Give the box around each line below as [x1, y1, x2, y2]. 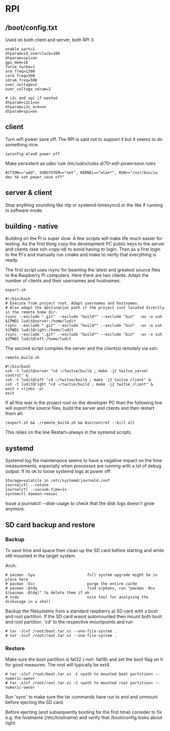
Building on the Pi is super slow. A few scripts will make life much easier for [5, 235, 162, 241]
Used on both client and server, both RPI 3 [5, 37, 94, 43]
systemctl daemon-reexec [5, 492, 58, 497]
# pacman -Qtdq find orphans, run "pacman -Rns [5, 586, 156, 591]
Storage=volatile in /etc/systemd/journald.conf [5, 478, 110, 483]
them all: [5, 410, 23, 417]
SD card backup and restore [5, 521, 95, 529]
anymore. [5, 506, 25, 512]
